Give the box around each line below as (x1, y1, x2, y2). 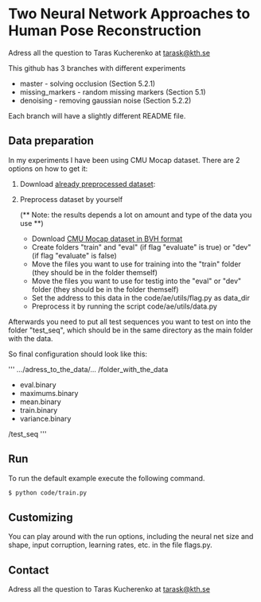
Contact (8, 563, 49, 577)
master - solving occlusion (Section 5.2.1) (19, 79, 156, 88)
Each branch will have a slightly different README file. (8, 111, 186, 120)
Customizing (8, 511, 73, 524)
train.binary (19, 405, 58, 414)
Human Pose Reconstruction (8, 21, 201, 40)
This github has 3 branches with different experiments (8, 63, 186, 72)
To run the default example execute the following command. (8, 473, 205, 483)
